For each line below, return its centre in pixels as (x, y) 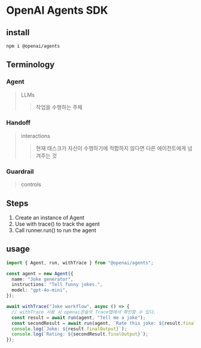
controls (31, 184)
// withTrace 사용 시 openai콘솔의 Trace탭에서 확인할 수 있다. (84, 312)
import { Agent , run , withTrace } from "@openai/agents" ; (80, 263)
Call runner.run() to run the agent (56, 230)
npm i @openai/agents (33, 46)
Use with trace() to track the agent (57, 224)
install (18, 33)
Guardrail (20, 171)
